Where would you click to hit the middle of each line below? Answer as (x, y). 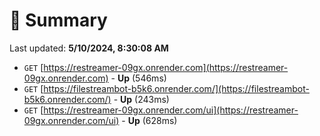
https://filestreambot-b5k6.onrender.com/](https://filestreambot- (176, 88)
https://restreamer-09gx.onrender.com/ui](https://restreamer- (171, 110)
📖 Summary (58, 20)
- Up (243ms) (141, 99)
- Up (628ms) (149, 120)
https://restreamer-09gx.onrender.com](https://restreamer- (166, 67)
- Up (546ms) (138, 78)
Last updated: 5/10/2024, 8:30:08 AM (89, 48)
